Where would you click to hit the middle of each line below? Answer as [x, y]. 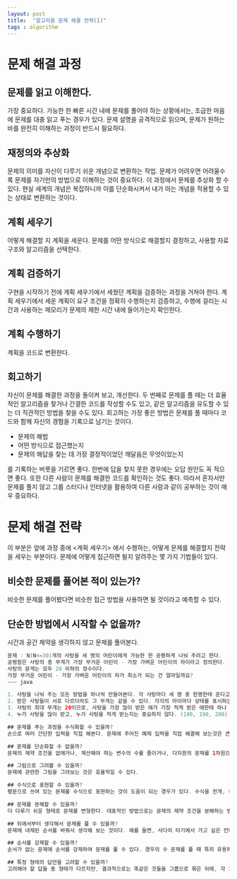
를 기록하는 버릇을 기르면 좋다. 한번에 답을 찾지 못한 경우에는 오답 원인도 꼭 [110, 469]
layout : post [26, 14]
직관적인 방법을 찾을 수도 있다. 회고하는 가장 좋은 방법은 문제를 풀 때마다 [121, 413]
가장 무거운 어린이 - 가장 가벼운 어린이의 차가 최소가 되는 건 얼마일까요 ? [101, 676]
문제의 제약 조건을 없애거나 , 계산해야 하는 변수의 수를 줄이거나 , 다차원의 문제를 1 [112, 753]
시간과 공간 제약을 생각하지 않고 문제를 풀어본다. [73, 642]
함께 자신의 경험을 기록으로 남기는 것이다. [77, 422]
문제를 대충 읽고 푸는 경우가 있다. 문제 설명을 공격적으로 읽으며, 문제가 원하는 [120, 119]
